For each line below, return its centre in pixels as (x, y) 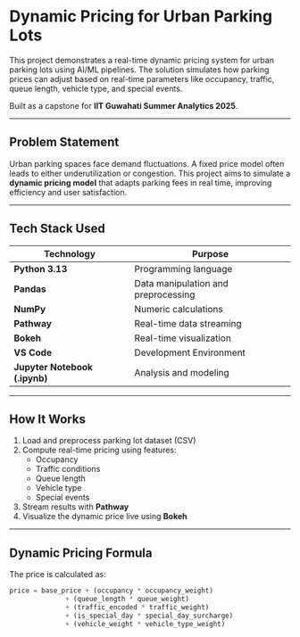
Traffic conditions (68, 469)
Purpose (210, 253)
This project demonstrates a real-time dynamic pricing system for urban (142, 60)
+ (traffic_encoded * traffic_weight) (137, 607)
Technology (70, 253)
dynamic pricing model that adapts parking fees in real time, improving (141, 182)
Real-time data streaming (188, 323)
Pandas (30, 289)
